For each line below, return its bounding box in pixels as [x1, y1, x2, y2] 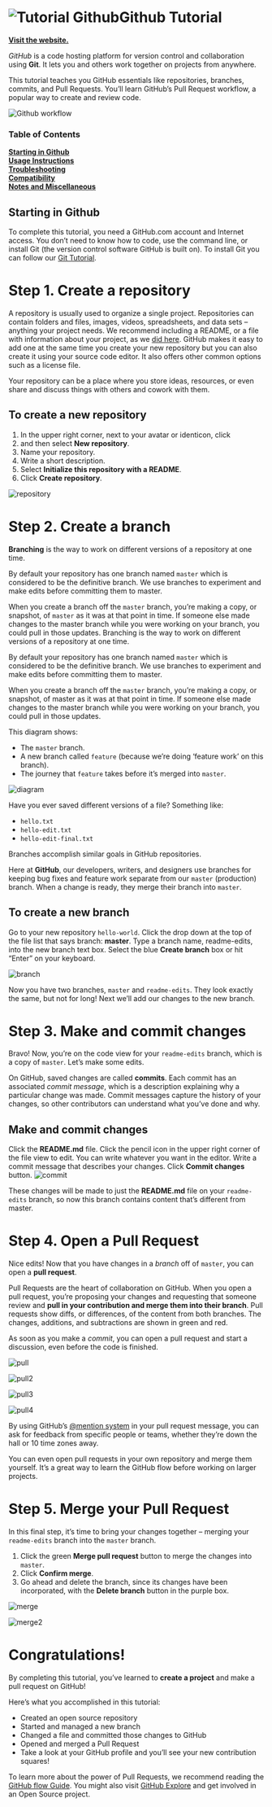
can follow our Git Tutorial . [8, 253, 97, 263]
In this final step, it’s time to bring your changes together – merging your [8, 1527, 249, 1537]
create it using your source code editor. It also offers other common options [8, 351, 261, 361]
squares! [19, 1757, 50, 1766]
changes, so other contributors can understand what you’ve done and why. [8, 1099, 261, 1109]
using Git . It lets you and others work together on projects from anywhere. [8, 59, 257, 69]
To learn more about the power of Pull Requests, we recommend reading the [8, 1772, 265, 1782]
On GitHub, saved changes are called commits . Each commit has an [8, 1073, 237, 1083]
